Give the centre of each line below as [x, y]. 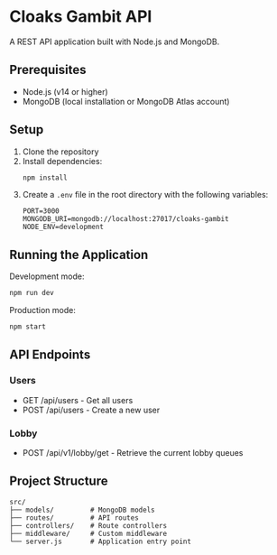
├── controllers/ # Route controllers [88, 525]
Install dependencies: [62, 161]
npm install [45, 178]
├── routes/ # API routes [74, 518]
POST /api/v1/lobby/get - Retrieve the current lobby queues [133, 452]
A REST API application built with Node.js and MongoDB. [115, 42]
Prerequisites [48, 70]
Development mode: [47, 276]
